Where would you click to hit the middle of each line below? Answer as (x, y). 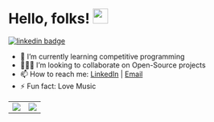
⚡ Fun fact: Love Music (58, 86)
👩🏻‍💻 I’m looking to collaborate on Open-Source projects (113, 65)
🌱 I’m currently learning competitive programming (102, 56)
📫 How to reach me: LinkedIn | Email (81, 74)
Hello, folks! (49, 19)
